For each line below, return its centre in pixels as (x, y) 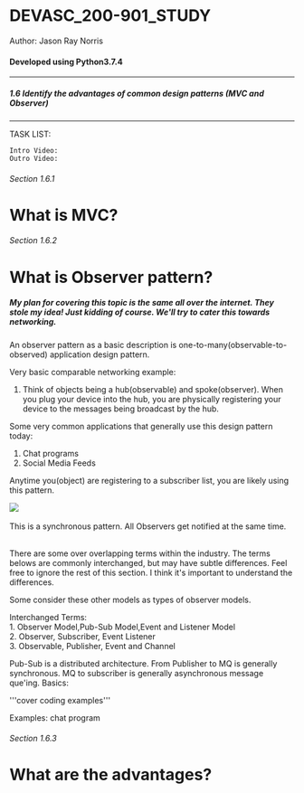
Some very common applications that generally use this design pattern (141, 426)
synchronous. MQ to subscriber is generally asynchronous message (137, 673)
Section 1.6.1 (32, 178)
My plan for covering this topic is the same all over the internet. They (142, 303)
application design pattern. (100, 354)
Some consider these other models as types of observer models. (130, 599)
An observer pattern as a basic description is (93, 345)
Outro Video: (34, 159)
